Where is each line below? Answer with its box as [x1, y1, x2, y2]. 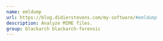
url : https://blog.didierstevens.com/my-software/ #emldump [6, 14, 158, 20]
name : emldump [6, 8, 42, 15]
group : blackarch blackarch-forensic [6, 25, 101, 32]
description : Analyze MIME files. [6, 20, 93, 26]
